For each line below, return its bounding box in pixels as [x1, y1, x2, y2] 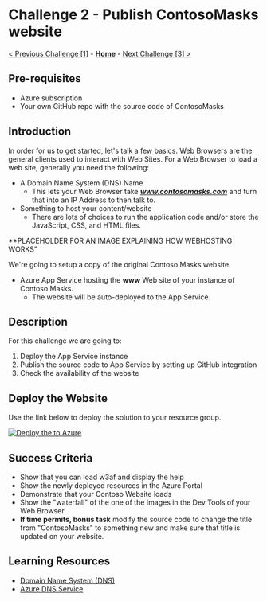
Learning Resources [8, 555, 110, 568]
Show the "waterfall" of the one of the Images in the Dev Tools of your [19, 498, 251, 507]
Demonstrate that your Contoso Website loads [19, 490, 172, 498]
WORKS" [8, 244, 38, 254]
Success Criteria [8, 451, 93, 465]
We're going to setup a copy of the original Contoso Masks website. [8, 260, 231, 269]
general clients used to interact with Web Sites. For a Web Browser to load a [8, 154, 257, 164]
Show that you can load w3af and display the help [19, 472, 185, 482]
